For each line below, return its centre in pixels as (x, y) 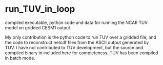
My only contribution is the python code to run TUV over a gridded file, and (81, 37)
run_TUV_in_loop (40, 9)
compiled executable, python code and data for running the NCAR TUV (76, 22)
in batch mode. (20, 58)
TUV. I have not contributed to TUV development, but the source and (74, 47)
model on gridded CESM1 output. (38, 27)
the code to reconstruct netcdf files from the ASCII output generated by (77, 42)
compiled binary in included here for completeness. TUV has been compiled (82, 53)
